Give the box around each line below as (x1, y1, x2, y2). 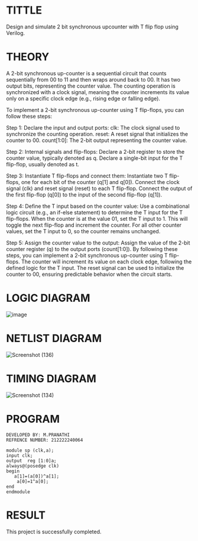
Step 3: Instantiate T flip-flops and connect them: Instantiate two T (6, 172, 168, 179)
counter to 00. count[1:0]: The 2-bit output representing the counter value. (6, 137, 187, 144)
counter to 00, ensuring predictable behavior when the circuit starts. (6, 270, 173, 278)
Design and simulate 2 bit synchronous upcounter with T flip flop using (6, 23, 179, 30)
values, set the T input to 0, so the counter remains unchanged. (6, 227, 161, 234)
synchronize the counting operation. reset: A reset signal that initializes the (6, 130, 188, 137)
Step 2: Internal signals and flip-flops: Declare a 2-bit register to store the (6, 148, 185, 155)
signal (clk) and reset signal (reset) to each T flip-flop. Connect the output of (6, 185, 193, 192)
